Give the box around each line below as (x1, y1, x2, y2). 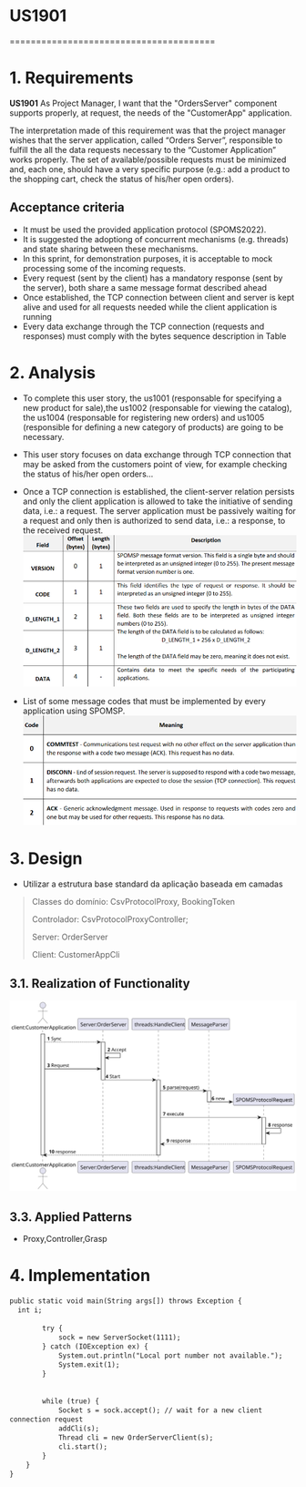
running (22, 311, 53, 322)
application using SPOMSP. (22, 705, 126, 716)
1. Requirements (9, 67, 134, 88)
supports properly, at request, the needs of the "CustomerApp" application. (9, 107, 292, 118)
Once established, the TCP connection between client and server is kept (22, 292, 295, 303)
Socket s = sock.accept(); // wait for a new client (57, 1405, 262, 1415)
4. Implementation (9, 1266, 151, 1286)
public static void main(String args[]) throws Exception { (9, 1296, 243, 1306)
